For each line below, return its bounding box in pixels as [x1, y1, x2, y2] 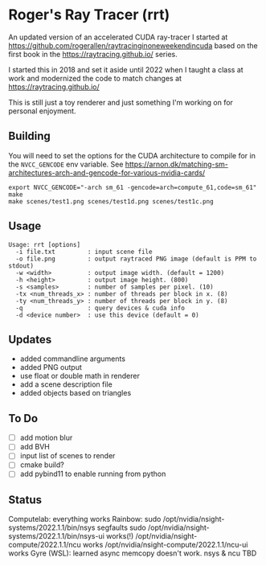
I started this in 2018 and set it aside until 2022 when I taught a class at [8, 64, 243, 74]
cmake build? [19, 460, 64, 470]
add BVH [19, 442, 50, 452]
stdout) [8, 261, 35, 270]
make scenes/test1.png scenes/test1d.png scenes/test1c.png [8, 197, 215, 206]
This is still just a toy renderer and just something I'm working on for [8, 97, 233, 107]
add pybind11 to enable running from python [19, 469, 166, 479]
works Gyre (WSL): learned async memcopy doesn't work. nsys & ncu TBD [8, 548, 257, 558]
